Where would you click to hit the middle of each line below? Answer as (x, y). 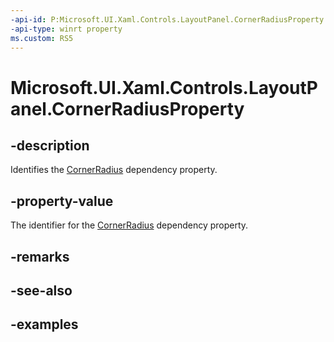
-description (50, 145)
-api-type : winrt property (66, 29)
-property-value (62, 201)
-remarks (40, 256)
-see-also (41, 290)
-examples (44, 324)
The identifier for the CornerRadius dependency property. (129, 225)
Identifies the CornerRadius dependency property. (114, 170)
